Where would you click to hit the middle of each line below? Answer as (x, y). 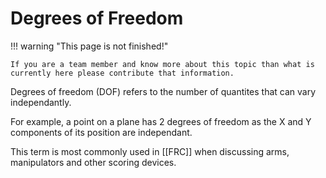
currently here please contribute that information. (122, 73)
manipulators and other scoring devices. (93, 162)
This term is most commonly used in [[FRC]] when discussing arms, (150, 151)
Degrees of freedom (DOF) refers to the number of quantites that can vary (163, 91)
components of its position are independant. (101, 132)
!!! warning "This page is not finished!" (89, 46)
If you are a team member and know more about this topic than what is (162, 64)
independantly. (41, 102)
